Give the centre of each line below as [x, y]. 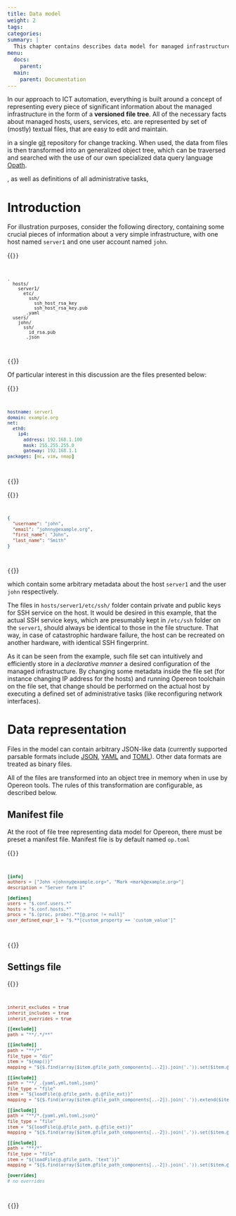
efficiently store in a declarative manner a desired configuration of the [109, 664]
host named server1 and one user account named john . [88, 242]
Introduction [44, 207]
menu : [15, 54]
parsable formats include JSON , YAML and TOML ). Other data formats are [114, 756]
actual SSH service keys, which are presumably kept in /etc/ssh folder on [114, 620]
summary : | [23, 40]
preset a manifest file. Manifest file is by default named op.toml [99, 839]
